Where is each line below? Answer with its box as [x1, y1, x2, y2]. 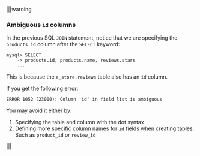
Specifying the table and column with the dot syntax [14, 119, 144, 126]
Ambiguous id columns [6, 20, 76, 29]
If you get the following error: [6, 85, 79, 92]
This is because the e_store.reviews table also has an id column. [6, 73, 168, 80]
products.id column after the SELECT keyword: [6, 41, 120, 48]
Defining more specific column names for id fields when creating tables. [14, 125, 195, 132]
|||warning [6, 6, 32, 13]
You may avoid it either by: [6, 107, 72, 114]
